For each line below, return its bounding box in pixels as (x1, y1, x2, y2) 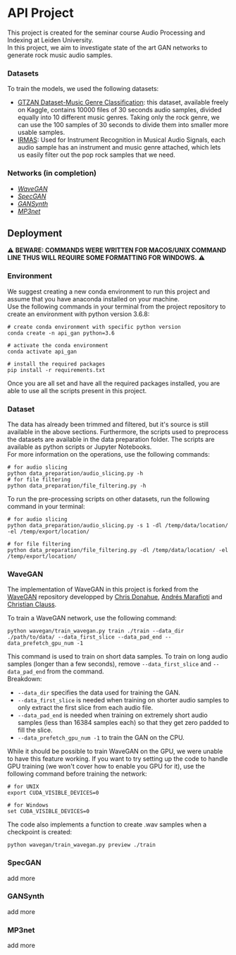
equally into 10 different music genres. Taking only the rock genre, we (17, 113, 220, 121)
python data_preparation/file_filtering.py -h (7, 482, 147, 489)
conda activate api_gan (7, 348, 77, 355)
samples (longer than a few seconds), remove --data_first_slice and (7, 660, 211, 668)
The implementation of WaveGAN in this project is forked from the (7, 585, 199, 594)
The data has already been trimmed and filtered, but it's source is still (7, 420, 209, 428)
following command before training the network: (7, 769, 147, 778)
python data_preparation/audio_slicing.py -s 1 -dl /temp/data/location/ (7, 522, 229, 529)
